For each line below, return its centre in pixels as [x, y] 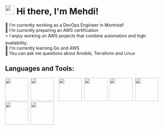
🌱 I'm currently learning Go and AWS [42, 48]
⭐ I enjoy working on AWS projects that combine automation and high [76, 36]
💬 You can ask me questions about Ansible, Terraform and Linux [70, 53]
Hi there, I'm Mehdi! [58, 12]
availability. [16, 43]
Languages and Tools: [40, 69]
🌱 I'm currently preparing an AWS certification [52, 30]
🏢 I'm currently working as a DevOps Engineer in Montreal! [65, 25]
